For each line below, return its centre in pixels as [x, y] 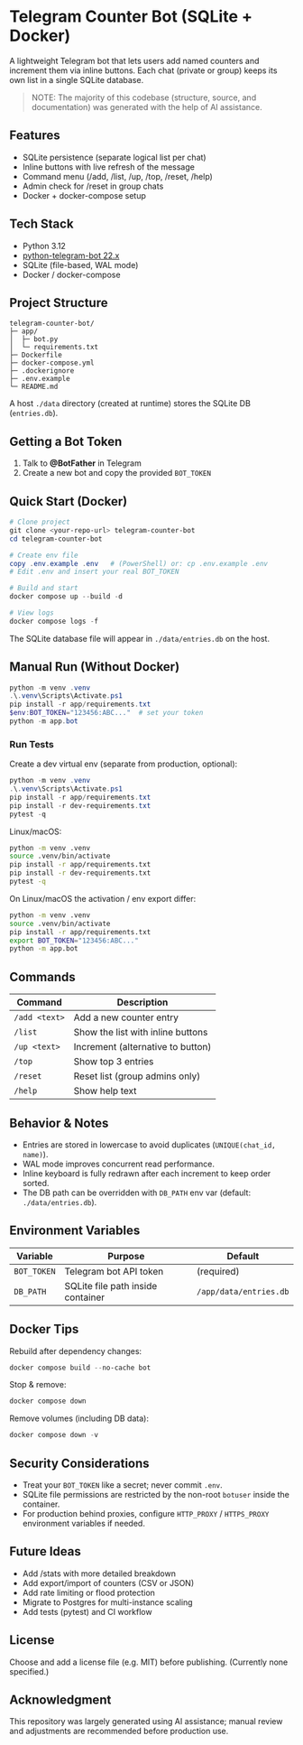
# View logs [32, 613]
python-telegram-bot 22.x [71, 255]
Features [35, 136]
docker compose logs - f [54, 621]
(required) [218, 1271]
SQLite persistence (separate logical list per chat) [114, 157]
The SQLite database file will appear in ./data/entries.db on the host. [140, 638]
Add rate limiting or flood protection [89, 1592]
